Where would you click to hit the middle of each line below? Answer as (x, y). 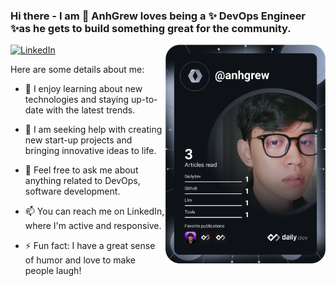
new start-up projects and (78, 140)
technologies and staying (77, 100)
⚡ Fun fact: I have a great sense (90, 246)
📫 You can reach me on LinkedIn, (94, 211)
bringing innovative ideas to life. (90, 151)
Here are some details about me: (77, 70)
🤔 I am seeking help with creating (93, 130)
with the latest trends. (90, 110)
